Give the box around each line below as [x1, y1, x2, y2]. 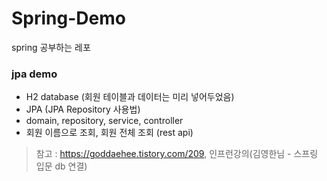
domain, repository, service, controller [25, 115, 184, 127]
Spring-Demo [11, 7, 126, 30]
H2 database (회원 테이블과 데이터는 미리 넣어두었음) [25, 91, 235, 103]
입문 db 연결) [35, 160, 88, 172]
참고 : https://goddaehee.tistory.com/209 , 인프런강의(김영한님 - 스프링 [35, 148, 319, 160]
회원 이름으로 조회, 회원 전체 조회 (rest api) [25, 127, 194, 139]
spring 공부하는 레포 [11, 41, 91, 53]
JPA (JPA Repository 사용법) [25, 103, 141, 116]
